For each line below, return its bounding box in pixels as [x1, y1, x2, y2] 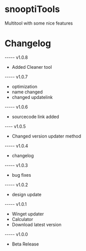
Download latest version [11, 221, 62, 227]
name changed [11, 89, 43, 95]
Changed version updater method [11, 133, 82, 139]
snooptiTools [4, 4, 60, 15]
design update [11, 191, 42, 197]
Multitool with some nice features [4, 20, 73, 26]
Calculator [11, 216, 33, 222]
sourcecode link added [11, 113, 59, 119]
